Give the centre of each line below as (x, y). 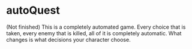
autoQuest (33, 10)
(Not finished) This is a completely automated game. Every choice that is (96, 27)
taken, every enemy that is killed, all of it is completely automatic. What (94, 33)
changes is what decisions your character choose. (68, 39)
